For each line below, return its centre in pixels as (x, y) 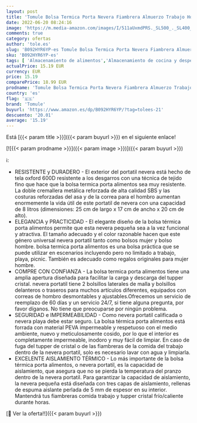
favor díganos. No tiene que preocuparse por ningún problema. (91, 309)
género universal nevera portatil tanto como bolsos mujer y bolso (93, 240)
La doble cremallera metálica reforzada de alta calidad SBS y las (92, 190)
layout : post (22, 11)
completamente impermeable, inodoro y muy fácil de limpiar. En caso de (102, 340)
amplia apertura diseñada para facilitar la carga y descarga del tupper (99, 278)
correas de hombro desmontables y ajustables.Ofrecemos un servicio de (103, 296)
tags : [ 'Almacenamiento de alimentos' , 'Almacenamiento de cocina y (91, 60)
